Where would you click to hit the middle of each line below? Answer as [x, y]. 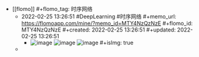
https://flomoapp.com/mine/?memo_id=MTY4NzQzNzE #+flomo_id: [107, 23]
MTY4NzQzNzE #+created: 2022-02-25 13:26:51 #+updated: [99, 30]
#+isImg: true [117, 42]
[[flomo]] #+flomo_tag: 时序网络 [52, 9]
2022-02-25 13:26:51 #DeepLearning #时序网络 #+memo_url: [99, 16]
